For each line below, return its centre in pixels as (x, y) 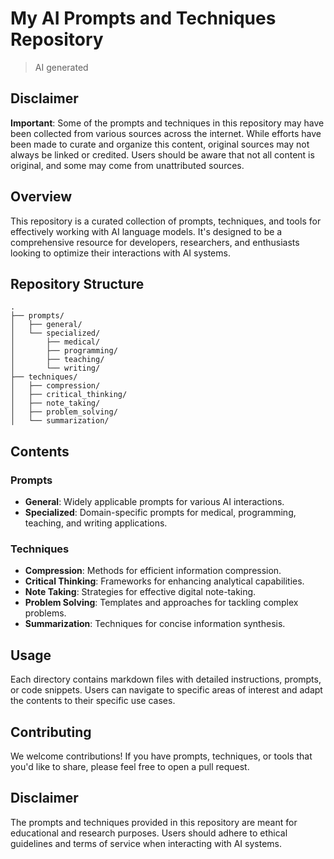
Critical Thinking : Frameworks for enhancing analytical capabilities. (164, 581)
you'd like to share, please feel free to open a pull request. (130, 766)
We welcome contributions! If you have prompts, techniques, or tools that (161, 756)
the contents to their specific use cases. (93, 701)
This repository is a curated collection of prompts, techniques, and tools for (166, 221)
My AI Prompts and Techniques (143, 18)
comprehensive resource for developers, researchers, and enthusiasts (155, 242)
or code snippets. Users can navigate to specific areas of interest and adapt (166, 690)
